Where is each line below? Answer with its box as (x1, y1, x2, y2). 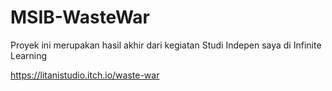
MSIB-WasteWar (10, 6, 150, 29)
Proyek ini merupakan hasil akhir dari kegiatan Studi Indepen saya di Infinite (10, 39, 322, 51)
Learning (10, 49, 48, 61)
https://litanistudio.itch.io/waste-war (10, 69, 160, 81)
